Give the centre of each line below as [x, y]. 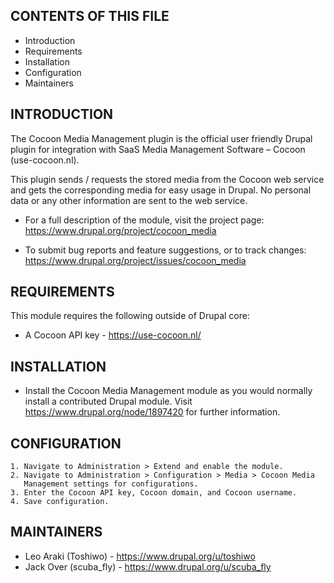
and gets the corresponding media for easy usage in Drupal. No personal [161, 190]
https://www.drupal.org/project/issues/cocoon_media [135, 260]
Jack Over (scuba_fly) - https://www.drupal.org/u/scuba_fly [148, 566]
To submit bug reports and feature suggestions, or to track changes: [165, 250]
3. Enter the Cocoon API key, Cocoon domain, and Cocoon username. [154, 493]
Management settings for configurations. [111, 484]
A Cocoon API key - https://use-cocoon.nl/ [113, 335]
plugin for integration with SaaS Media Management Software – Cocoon [158, 149]
